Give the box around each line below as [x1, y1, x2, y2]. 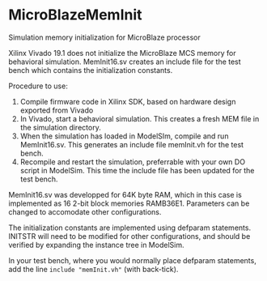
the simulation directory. [19, 122, 101, 132]
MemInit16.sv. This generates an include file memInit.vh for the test [19, 139, 244, 149]
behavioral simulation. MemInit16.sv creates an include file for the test [8, 57, 241, 66]
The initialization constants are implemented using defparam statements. [8, 223, 252, 232]
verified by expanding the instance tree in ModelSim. [8, 240, 184, 249]
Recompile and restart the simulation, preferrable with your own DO [19, 156, 245, 167]
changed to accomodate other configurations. [8, 206, 162, 216]
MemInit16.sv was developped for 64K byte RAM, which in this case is [8, 189, 243, 199]
